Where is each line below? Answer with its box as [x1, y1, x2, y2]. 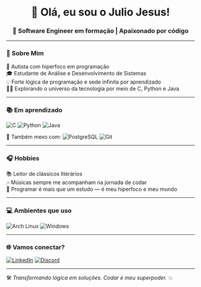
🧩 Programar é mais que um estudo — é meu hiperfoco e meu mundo [6, 185, 178, 193]
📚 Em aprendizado [6, 106, 63, 114]
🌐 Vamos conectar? [6, 243, 65, 251]
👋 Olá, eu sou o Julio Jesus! [31, 5, 170, 19]
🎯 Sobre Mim [6, 49, 44, 57]
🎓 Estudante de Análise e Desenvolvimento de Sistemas [6, 69, 147, 77]
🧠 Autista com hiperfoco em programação [6, 63, 109, 70]
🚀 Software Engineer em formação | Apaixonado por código [12, 27, 189, 35]
